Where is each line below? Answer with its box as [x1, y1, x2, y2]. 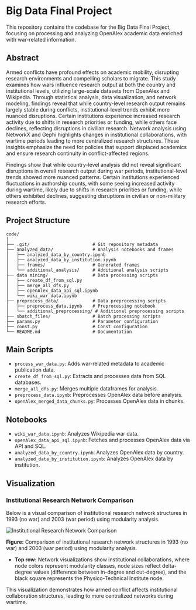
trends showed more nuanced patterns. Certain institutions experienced [6, 173, 180, 180]
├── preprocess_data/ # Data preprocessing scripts [6, 298, 166, 304]
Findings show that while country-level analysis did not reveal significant [6, 161, 181, 168]
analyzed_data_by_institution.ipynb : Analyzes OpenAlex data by [14, 455, 174, 462]
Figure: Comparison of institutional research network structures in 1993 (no [6, 538, 188, 545]
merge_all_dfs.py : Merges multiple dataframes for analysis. [14, 385, 159, 392]
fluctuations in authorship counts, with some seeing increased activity [6, 180, 175, 187]
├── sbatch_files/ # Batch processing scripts [6, 313, 161, 319]
